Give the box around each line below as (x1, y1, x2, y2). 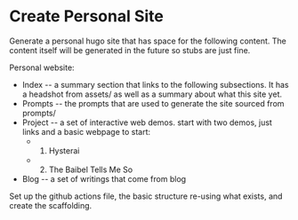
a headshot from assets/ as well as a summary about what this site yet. (21, 89, 283, 99)
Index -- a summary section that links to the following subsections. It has (21, 79, 289, 90)
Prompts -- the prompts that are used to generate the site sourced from (21, 98, 285, 108)
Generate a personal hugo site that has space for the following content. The (9, 35, 286, 46)
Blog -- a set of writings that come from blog (21, 173, 187, 184)
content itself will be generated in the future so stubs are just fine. (9, 44, 251, 55)
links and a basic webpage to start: (21, 126, 151, 137)
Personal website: (9, 62, 75, 73)
